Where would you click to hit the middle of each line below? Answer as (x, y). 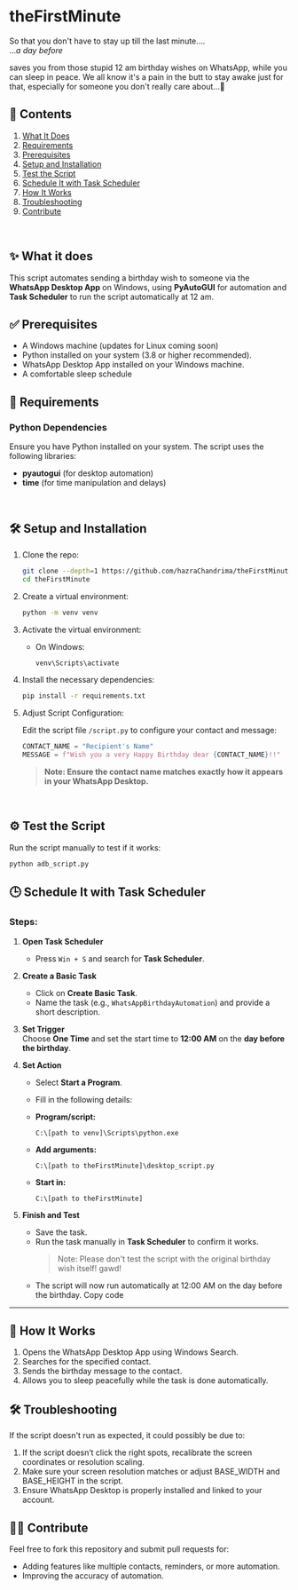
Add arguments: (66, 1149)
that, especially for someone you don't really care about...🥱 (117, 86)
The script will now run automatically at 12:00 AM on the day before (159, 1285)
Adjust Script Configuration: (73, 713)
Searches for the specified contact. (86, 1362)
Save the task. (61, 1232)
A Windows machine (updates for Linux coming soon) (120, 346)
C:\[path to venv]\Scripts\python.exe (107, 1133)
